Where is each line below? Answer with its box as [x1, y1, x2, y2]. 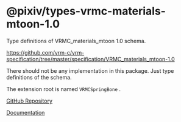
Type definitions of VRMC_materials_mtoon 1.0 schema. [6, 37, 146, 44]
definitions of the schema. [6, 73, 72, 81]
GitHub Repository [6, 97, 53, 104]
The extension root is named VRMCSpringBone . [6, 85, 121, 92]
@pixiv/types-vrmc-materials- [6, 4, 166, 18]
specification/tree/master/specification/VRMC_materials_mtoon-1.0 [6, 55, 175, 63]
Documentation [6, 109, 45, 116]
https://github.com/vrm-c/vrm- [6, 49, 85, 56]
